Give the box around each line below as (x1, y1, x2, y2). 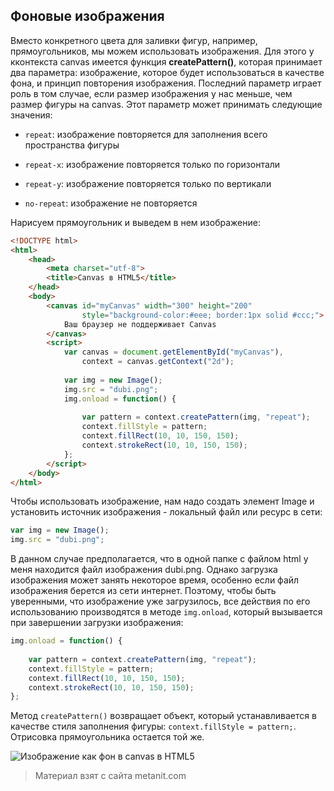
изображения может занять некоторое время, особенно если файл (10, 574, 300, 586)
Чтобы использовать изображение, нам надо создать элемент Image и (10, 495, 315, 508)
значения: (10, 109, 53, 121)
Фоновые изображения (10, 8, 165, 25)
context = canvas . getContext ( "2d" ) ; (81, 357, 235, 367)
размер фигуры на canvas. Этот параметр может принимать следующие (10, 98, 323, 110)
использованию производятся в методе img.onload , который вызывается (10, 606, 323, 618)
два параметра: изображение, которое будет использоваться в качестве (10, 66, 325, 78)
